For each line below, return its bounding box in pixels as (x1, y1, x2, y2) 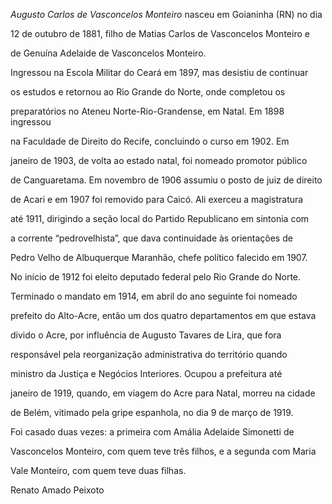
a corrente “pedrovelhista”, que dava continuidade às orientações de (10, 232, 293, 244)
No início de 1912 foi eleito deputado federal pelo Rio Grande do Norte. (10, 271, 302, 283)
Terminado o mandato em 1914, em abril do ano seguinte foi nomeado (10, 290, 298, 302)
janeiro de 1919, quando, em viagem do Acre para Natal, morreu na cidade (10, 387, 316, 399)
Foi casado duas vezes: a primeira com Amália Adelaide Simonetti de (10, 426, 295, 438)
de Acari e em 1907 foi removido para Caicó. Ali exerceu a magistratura (10, 194, 304, 205)
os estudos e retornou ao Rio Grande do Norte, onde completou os (10, 86, 286, 98)
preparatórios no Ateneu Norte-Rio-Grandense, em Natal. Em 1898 (10, 105, 285, 117)
